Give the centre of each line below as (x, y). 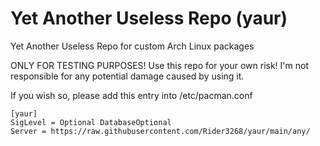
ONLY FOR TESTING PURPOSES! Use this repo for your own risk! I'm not (159, 65)
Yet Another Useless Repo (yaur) (149, 18)
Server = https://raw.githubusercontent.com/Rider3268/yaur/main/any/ (160, 131)
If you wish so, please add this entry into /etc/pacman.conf (131, 95)
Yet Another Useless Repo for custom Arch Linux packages (132, 46)
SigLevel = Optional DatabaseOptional (91, 122)
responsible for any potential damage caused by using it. (127, 76)
